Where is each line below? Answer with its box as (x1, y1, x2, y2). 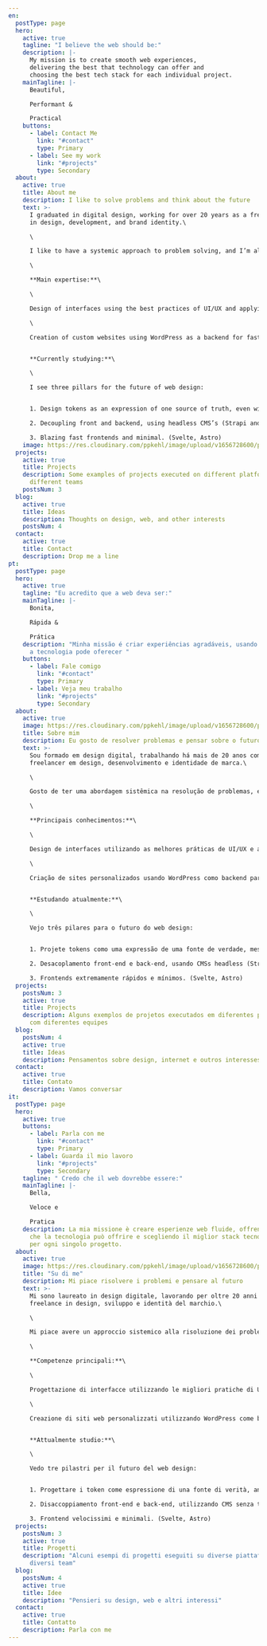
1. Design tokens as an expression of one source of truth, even (29, 405, 250, 413)
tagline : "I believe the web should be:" (22, 41, 161, 49)
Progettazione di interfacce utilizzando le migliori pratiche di (29, 1385, 254, 1393)
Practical (29, 115, 62, 123)
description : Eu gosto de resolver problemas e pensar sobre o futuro (22, 737, 261, 744)
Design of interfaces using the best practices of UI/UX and (29, 304, 237, 312)
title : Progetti (22, 1544, 77, 1553)
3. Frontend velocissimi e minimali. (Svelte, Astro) (29, 1514, 212, 1522)
